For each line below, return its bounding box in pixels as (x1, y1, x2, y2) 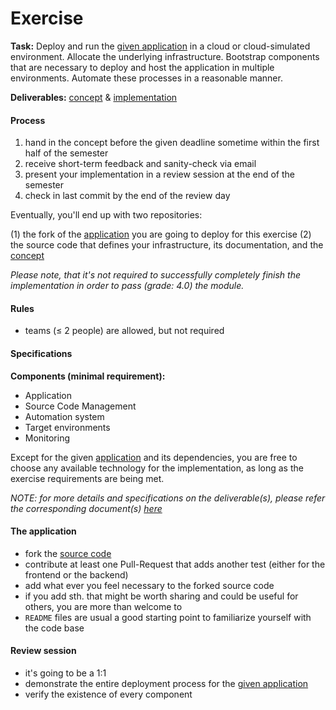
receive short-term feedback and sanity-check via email (24, 158, 257, 170)
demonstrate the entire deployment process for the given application (24, 677, 309, 689)
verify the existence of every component (24, 688, 193, 700)
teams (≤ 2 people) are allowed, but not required (24, 325, 225, 337)
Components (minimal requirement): (10, 370, 166, 382)
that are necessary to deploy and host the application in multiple (10, 61, 275, 73)
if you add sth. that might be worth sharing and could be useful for (24, 590, 299, 602)
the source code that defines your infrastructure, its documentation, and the (10, 239, 324, 251)
